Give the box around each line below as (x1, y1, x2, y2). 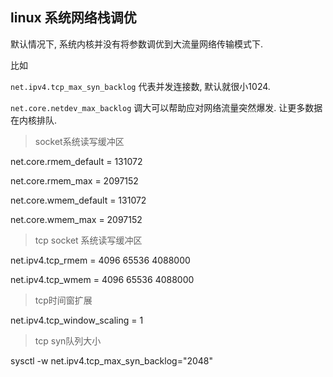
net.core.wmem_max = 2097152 (10, 213, 143, 225)
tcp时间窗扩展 (34, 294, 93, 306)
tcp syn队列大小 (34, 334, 102, 347)
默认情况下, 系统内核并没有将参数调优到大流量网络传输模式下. (10, 38, 264, 50)
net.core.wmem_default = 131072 (10, 194, 147, 206)
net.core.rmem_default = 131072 (10, 155, 143, 167)
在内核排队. (10, 114, 58, 126)
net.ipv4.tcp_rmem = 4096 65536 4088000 (10, 254, 191, 266)
